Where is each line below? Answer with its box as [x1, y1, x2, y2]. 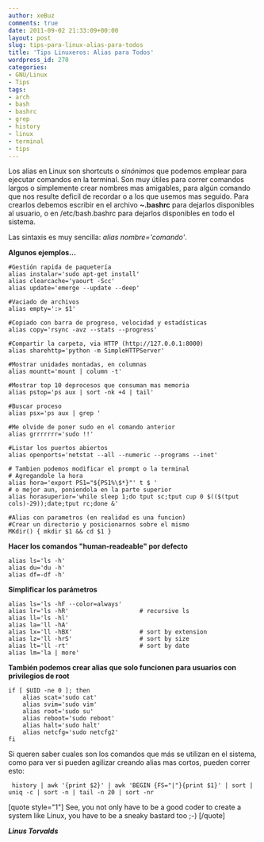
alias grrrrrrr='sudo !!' [8, 430, 94, 438]
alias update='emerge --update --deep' [8, 284, 140, 293]
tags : [8, 85, 26, 94]
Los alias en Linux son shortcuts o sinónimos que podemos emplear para [8, 166, 247, 176]
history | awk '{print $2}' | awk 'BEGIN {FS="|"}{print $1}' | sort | [11, 782, 254, 790]
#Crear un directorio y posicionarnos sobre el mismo [8, 521, 190, 529]
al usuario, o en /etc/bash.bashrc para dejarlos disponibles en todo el [8, 208, 235, 219]
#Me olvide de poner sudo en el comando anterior [8, 423, 176, 432]
